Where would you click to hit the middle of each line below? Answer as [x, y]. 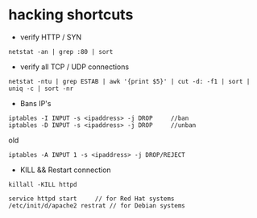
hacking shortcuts [71, 15]
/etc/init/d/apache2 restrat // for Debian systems [97, 206]
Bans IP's [35, 103]
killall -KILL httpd [43, 184]
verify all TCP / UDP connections [75, 67]
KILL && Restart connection [65, 170]
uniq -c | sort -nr [41, 88]
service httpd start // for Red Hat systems [91, 199]
